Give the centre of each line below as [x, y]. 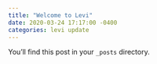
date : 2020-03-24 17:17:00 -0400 [63, 23]
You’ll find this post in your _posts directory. [79, 52]
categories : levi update [49, 30]
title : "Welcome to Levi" [50, 15]
